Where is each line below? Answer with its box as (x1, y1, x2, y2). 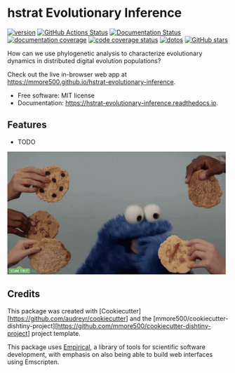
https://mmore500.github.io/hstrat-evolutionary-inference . (7, 77, 176, 86)
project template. (31, 329, 81, 337)
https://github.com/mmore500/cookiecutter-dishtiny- (57, 321, 211, 330)
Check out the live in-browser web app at (7, 70, 128, 79)
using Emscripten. (7, 358, 60, 366)
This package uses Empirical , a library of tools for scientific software (7, 342, 206, 351)
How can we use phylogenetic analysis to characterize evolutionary (7, 49, 203, 57)
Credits (7, 288, 41, 300)
